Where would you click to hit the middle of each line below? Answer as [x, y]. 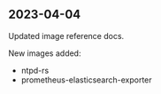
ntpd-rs [35, 70]
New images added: [45, 53]
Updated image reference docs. [66, 35]
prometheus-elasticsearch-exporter [86, 80]
